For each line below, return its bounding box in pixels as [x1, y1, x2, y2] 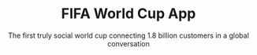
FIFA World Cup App [61, 5, 196, 23]
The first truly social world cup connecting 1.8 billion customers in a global [7, 31, 250, 40]
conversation [107, 38, 150, 48]
